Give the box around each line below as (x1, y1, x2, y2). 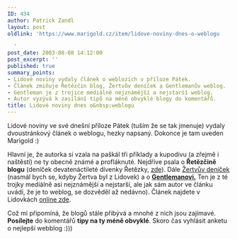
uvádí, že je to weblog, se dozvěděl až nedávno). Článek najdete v (7, 188, 200, 196)
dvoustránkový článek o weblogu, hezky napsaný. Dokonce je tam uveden (7, 129, 224, 137)
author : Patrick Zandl (7, 17, 74, 24)
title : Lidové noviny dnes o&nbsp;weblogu (7, 102, 134, 110)
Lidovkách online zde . (7, 195, 71, 204)
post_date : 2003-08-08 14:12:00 (7, 49, 103, 57)
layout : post (7, 23, 46, 30)
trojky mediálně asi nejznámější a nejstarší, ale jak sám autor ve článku (7, 180, 214, 188)
